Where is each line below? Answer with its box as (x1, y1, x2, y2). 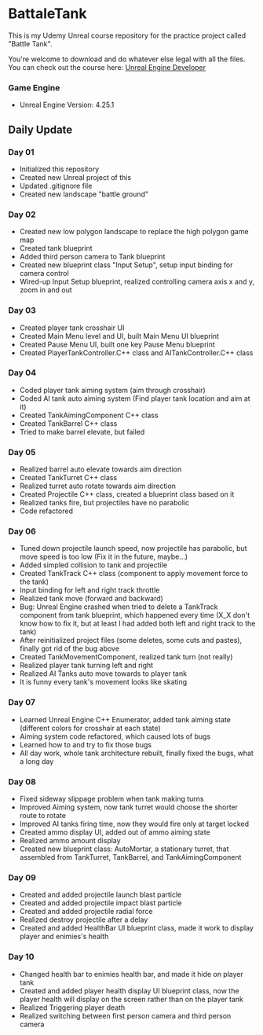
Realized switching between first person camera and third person (19, 1011, 232, 1020)
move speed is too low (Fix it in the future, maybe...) (19, 552, 188, 562)
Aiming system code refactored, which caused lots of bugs (19, 732, 211, 741)
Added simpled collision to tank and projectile (19, 560, 167, 570)
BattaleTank (8, 5, 88, 23)
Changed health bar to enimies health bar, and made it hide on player (19, 969, 243, 978)
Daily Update (8, 123, 73, 136)
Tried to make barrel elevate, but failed (19, 427, 145, 436)
